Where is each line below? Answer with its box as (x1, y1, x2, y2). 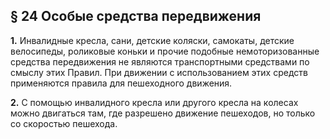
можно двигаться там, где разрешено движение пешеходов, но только (10, 107, 316, 119)
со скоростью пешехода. (10, 117, 118, 129)
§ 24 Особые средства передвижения (10, 8, 262, 25)
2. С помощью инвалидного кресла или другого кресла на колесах (10, 96, 299, 108)
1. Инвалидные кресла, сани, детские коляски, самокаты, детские (10, 34, 295, 46)
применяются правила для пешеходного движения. (10, 77, 233, 89)
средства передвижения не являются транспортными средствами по (10, 55, 310, 68)
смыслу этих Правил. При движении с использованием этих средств (10, 66, 308, 78)
